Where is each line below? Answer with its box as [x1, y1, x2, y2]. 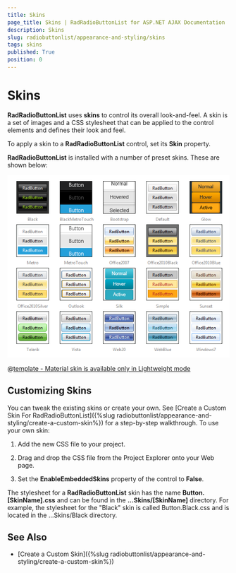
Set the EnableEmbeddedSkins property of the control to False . [17, 474, 204, 483]
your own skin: [7, 426, 51, 435]
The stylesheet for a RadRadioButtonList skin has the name [7, 488, 181, 497]
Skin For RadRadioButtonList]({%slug [7, 410, 116, 420]
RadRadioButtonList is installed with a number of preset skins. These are [7, 153, 220, 162]
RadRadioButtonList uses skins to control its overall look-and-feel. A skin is [7, 110, 228, 119]
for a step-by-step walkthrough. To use [105, 418, 219, 427]
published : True [7, 49, 55, 56]
